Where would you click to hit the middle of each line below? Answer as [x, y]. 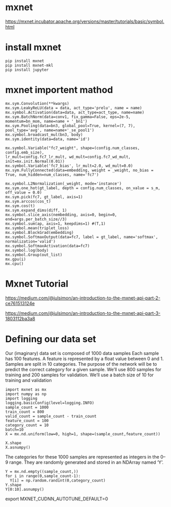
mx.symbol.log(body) [27, 250]
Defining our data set [51, 339]
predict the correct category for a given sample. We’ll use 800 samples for [83, 369]
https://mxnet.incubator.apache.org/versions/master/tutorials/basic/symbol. [85, 21]
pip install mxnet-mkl [29, 65]
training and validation [28, 380]
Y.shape [13, 485]
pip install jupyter [27, 70]
